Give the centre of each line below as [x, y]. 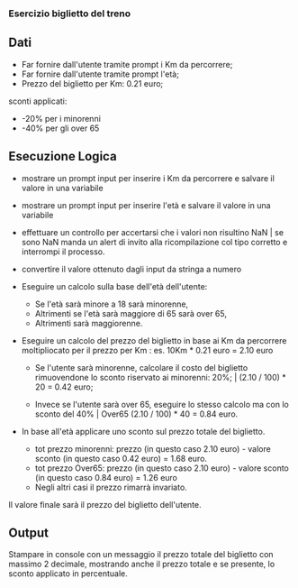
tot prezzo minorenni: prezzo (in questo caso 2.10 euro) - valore [153, 448]
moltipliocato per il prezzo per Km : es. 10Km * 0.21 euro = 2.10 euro [147, 350]
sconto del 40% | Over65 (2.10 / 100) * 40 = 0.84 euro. [136, 414]
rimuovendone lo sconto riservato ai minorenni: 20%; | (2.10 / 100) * [161, 377]
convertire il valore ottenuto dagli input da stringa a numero [131, 269]
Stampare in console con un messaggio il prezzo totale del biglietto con [141, 555]
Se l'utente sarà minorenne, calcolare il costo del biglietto [141, 367]
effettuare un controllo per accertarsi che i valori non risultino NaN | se [153, 232]
